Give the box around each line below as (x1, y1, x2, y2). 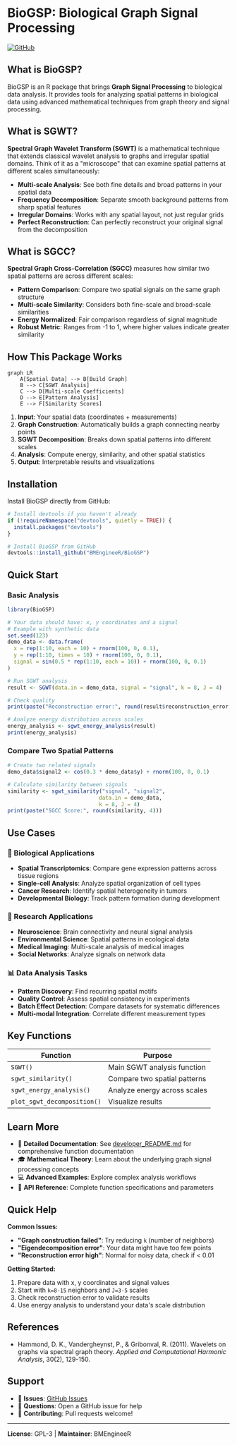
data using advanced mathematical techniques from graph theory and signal (7, 97, 229, 106)
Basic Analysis (7, 590, 59, 600)
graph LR (7, 370, 33, 377)
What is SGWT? (7, 126, 78, 138)
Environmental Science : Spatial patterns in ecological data (17, 935, 190, 944)
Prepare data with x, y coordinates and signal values (17, 1279, 170, 1287)
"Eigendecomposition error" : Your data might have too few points (17, 1243, 212, 1252)
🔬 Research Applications (7, 911, 94, 921)
